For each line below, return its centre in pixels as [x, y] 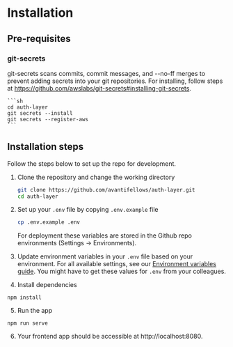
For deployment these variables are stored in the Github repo [105, 236]
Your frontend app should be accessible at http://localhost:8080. [110, 337]
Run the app [35, 311]
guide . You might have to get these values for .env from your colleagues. [121, 271]
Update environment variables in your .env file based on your [105, 256]
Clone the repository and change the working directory [96, 177]
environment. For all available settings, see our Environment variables [117, 264]
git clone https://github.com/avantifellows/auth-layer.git [106, 190]
